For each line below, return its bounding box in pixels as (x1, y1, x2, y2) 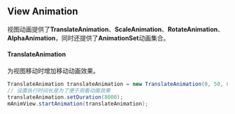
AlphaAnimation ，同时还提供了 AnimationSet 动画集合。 (7, 34, 170, 42)
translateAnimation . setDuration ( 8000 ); (7, 94, 124, 101)
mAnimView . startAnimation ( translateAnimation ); (7, 100, 149, 107)
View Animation (7, 6, 78, 17)
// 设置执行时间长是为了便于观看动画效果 (7, 87, 111, 94)
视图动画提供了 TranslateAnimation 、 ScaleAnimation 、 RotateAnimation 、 (7, 24, 224, 34)
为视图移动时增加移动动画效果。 (7, 66, 99, 76)
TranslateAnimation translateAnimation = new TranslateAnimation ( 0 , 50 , (7, 80, 224, 88)
